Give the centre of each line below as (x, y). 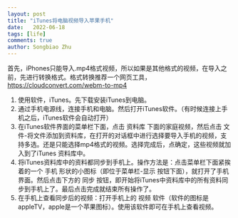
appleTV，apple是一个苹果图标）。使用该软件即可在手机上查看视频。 (118, 207)
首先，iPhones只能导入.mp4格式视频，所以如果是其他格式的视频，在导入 (114, 68)
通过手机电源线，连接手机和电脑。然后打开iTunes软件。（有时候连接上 (120, 109)
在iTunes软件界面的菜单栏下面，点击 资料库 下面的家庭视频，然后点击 (120, 126)
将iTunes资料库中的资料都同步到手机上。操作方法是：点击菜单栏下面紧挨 (124, 162)
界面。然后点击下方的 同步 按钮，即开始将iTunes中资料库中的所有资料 (120, 180)
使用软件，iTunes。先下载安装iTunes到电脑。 (84, 100)
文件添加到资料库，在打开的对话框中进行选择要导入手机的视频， (127, 135)
